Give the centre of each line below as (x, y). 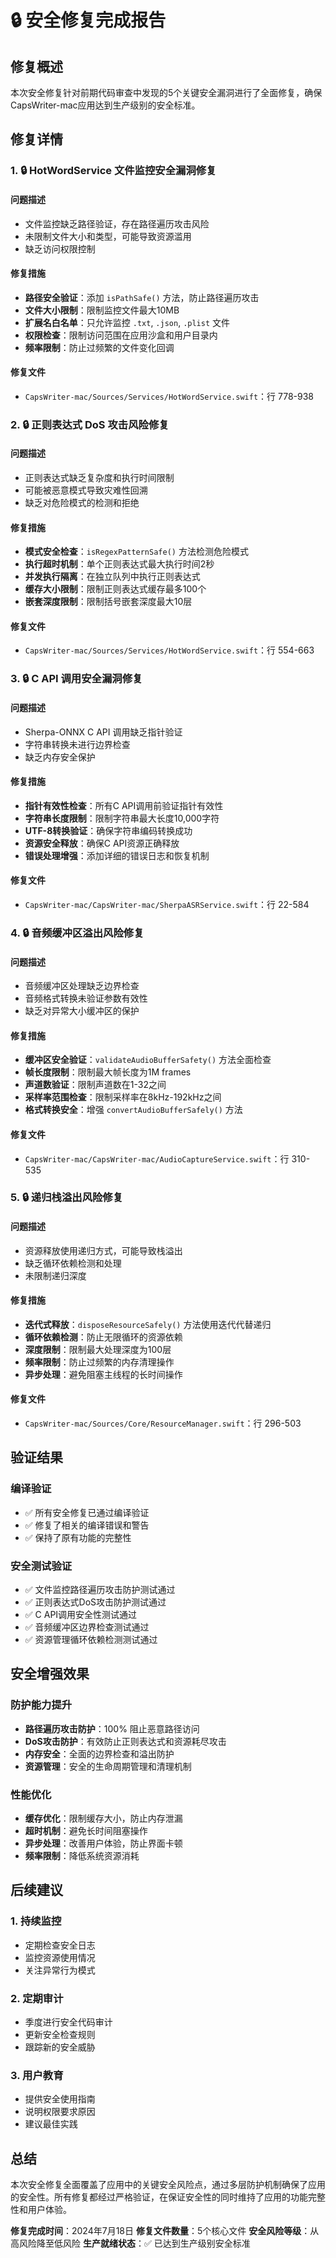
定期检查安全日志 (60, 1945)
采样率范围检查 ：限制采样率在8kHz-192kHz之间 (123, 1097)
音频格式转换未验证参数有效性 (86, 998)
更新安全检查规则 (60, 2034)
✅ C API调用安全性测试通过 (81, 1615)
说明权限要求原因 (60, 2112)
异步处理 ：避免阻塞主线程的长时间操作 (103, 1374)
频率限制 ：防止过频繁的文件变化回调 (99, 347)
